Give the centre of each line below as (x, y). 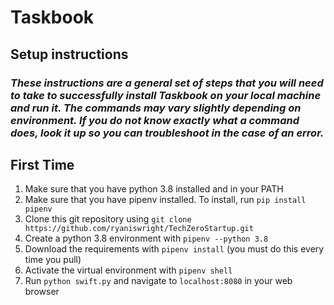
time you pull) (53, 260)
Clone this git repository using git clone (108, 219)
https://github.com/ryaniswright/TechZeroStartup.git (139, 229)
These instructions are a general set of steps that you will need (167, 83)
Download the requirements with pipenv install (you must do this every (174, 249)
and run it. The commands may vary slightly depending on (156, 108)
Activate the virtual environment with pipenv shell (128, 270)
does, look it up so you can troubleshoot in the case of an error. (167, 133)
